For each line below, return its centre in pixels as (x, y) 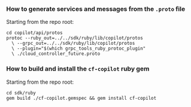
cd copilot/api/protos (34, 33)
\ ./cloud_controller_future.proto (56, 54)
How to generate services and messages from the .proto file (96, 9)
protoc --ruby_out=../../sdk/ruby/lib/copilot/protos (75, 38)
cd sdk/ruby (21, 93)
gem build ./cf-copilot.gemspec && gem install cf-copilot (81, 98)
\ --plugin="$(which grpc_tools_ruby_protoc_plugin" (79, 49)
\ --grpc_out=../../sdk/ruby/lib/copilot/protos (73, 44)
